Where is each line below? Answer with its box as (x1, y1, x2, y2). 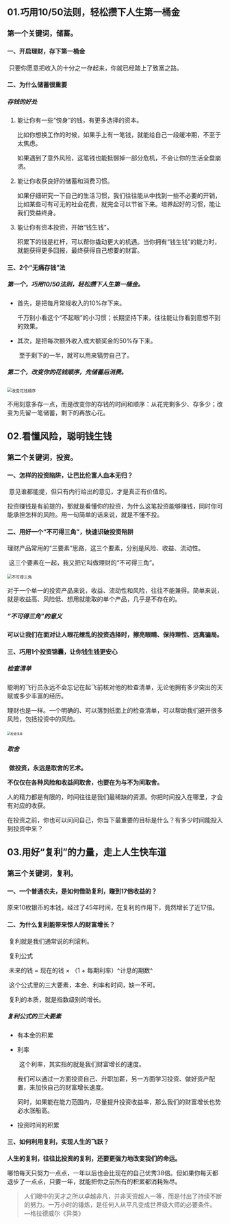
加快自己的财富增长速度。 (35, 1083, 107, 1091)
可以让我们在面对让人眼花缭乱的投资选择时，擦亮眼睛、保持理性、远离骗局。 (7, 631, 223, 639)
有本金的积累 (16, 1031, 53, 1039)
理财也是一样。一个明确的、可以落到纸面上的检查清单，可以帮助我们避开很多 (7, 706, 223, 714)
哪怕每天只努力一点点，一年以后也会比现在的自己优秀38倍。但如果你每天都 (7, 1168, 219, 1177)
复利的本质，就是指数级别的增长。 (8, 995, 105, 1003)
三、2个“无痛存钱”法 (7, 263, 66, 271)
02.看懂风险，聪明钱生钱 (7, 430, 112, 442)
